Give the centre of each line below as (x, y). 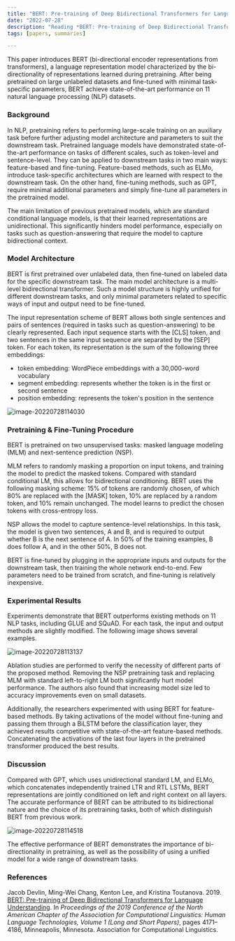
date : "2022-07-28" (36, 20)
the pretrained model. (38, 197)
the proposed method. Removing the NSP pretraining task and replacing (111, 673)
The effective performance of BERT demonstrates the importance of (106, 844)
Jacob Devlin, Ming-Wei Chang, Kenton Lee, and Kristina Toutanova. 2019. (114, 893)
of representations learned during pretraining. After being (129, 74)
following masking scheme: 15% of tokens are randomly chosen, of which (113, 489)
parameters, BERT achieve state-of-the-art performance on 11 (121, 89)
